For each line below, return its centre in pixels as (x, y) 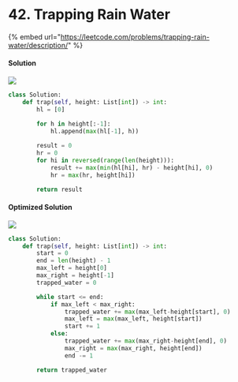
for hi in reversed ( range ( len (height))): (106, 160)
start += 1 (82, 326)
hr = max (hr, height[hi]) (93, 175)
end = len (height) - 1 (74, 261)
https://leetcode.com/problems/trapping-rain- (135, 36)
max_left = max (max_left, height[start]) (133, 319)
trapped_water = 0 (67, 283)
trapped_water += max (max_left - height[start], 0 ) (147, 312)
